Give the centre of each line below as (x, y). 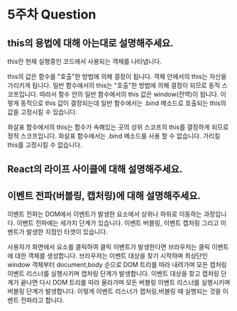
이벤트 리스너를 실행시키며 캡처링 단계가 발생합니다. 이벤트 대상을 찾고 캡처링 (114, 273)
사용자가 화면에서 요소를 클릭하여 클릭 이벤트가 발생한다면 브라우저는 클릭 (109, 247)
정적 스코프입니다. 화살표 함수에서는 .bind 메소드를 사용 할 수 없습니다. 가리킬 (114, 136)
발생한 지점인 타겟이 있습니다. (67, 232)
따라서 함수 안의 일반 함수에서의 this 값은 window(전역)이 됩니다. (129, 94)
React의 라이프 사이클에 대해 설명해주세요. (95, 169)
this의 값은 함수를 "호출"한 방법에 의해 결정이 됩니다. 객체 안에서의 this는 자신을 (117, 76)
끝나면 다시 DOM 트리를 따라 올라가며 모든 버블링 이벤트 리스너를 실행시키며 (125, 283)
